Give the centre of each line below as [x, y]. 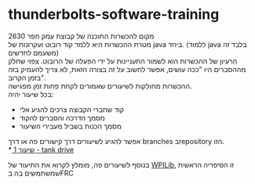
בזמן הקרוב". [27, 78]
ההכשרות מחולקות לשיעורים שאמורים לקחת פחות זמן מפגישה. [100, 86]
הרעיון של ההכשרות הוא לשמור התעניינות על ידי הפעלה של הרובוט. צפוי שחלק [123, 61]
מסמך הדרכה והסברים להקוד [62, 117]
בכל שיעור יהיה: [31, 94]
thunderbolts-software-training [114, 14]
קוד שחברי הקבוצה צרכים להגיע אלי [71, 109]
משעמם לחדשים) [34, 52]
